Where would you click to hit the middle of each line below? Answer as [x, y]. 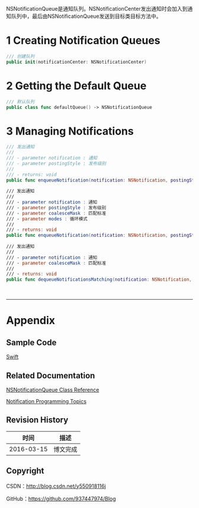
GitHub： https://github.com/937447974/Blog [61, 498]
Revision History [37, 420]
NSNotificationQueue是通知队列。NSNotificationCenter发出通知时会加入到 [97, 9]
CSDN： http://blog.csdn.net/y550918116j [56, 486]
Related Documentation [51, 376]
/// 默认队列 [20, 102]
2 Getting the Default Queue [76, 86]
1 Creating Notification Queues [83, 41]
